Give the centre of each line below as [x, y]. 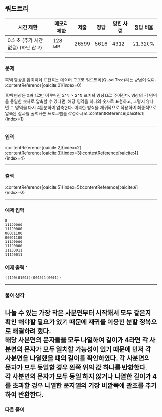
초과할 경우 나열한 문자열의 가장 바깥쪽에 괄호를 [78, 385]
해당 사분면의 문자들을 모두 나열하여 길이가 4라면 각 [77, 340]
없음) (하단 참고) [25, 48]
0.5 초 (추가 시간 [25, 40]
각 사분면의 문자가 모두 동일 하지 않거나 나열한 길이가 [78, 377]
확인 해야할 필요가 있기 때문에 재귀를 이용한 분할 [72, 322]
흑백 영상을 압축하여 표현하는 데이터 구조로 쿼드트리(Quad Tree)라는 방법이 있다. [81, 80]
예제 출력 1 [16, 267]
